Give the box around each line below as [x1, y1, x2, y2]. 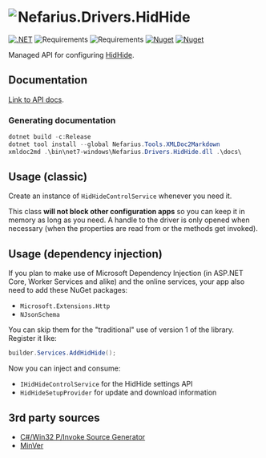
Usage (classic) [8, 170, 88, 184]
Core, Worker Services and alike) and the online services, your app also [8, 277, 245, 286]
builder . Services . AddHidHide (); [8, 349, 116, 357]
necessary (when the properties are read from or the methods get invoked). [8, 224, 259, 233]
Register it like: [8, 334, 58, 343]
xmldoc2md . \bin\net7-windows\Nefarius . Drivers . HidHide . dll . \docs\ [8, 148, 242, 156]
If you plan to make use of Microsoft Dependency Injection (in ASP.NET [8, 269, 244, 278]
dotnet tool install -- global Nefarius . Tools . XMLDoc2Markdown [8, 140, 220, 148]
